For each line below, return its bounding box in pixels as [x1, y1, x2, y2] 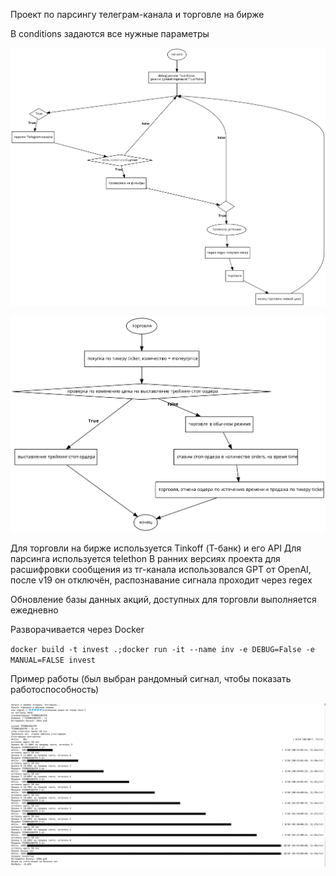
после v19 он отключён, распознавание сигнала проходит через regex [10, 574, 313, 586]
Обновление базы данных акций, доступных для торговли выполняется [10, 593, 317, 605]
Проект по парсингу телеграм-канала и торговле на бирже [10, 9, 265, 20]
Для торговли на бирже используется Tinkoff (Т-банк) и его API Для [10, 542, 302, 554]
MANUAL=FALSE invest [10, 655, 97, 665]
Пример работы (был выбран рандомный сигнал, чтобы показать [10, 672, 292, 684]
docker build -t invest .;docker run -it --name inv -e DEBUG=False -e [10, 644, 315, 654]
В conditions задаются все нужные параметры [10, 28, 210, 39]
